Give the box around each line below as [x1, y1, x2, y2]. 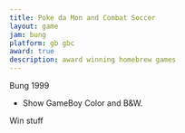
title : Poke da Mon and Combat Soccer [9, 13, 156, 23]
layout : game [9, 22, 59, 31]
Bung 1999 [9, 81, 50, 90]
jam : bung [9, 30, 47, 39]
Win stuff [9, 115, 44, 126]
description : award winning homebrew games [9, 55, 177, 64]
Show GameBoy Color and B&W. [22, 98, 143, 109]
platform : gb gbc [9, 38, 75, 48]
